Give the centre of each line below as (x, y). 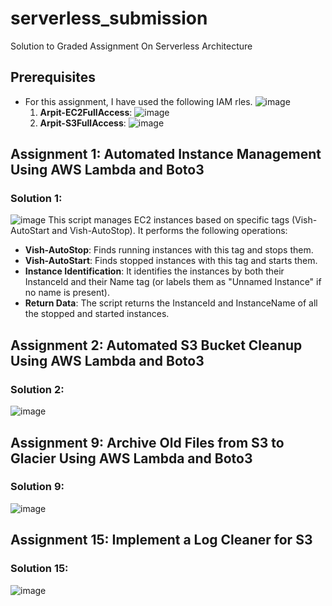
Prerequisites (53, 77)
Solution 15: (39, 569)
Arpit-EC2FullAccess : (86, 112)
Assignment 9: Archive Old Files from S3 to (147, 442)
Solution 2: (37, 389)
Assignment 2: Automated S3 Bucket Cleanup (156, 345)
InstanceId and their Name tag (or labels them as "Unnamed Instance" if (173, 282)
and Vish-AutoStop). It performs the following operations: (169, 231)
